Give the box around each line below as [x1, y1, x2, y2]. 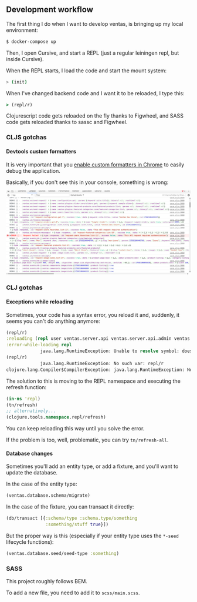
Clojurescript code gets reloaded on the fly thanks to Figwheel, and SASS [6, 112, 184, 119]
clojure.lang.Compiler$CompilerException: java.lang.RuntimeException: [6, 367, 185, 373]
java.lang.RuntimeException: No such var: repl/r [40, 360, 164, 366]
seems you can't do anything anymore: [6, 317, 101, 325]
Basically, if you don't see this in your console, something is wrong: [6, 179, 169, 186]
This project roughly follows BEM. [6, 578, 88, 585]
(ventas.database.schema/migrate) [6, 493, 91, 499]
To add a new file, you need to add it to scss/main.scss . [6, 589, 140, 596]
